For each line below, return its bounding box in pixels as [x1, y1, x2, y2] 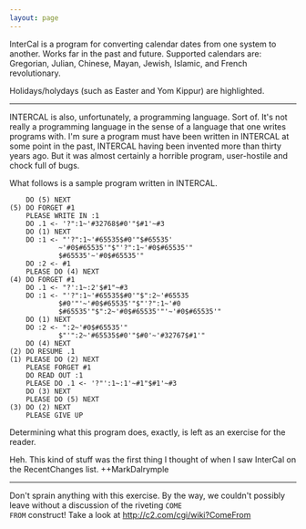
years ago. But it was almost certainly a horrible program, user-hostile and [9, 150, 289, 161]
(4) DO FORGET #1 [9, 275, 76, 284]
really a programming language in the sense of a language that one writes [9, 120, 287, 132]
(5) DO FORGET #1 [9, 202, 76, 213]
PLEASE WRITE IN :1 [25, 211, 100, 220]
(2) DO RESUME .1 [9, 347, 76, 356]
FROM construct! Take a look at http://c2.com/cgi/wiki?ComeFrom [9, 509, 251, 520]
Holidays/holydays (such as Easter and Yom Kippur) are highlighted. [9, 85, 265, 96]
